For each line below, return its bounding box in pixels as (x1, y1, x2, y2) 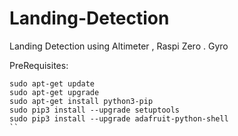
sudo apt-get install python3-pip (9, 96, 154, 106)
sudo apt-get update (9, 78, 96, 89)
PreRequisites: (9, 59, 69, 71)
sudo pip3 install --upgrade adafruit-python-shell (9, 113, 229, 124)
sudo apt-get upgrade (9, 87, 100, 97)
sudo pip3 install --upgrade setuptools (9, 105, 181, 115)
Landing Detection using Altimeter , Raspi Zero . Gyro (9, 40, 229, 52)
